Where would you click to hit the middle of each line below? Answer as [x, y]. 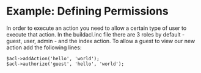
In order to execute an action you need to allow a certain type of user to [97, 28]
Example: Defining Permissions [88, 11]
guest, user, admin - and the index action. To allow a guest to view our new [101, 41]
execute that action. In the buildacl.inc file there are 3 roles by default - [96, 34]
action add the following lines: [44, 47]
